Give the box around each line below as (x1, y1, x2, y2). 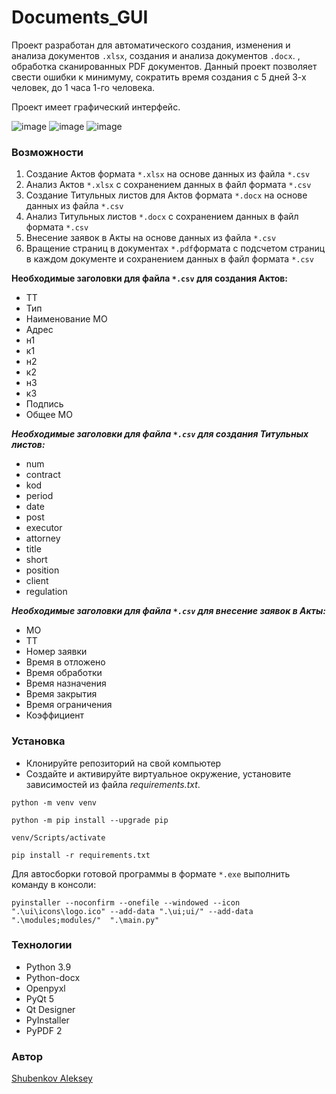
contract (25, 469, 61, 481)
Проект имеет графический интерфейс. (11, 101, 181, 113)
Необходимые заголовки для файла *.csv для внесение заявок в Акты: (11, 605, 326, 617)
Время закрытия (25, 688, 98, 700)
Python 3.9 (25, 961, 72, 973)
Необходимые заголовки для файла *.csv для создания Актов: (11, 272, 289, 285)
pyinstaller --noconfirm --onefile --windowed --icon (11, 897, 241, 908)
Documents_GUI (11, 6, 149, 29)
